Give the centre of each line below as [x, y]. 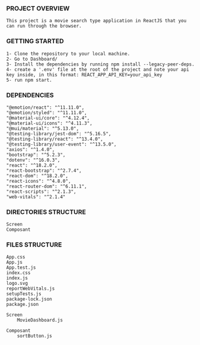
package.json [23, 305]
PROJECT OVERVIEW [38, 8]
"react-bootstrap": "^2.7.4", [44, 170]
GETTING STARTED [35, 41]
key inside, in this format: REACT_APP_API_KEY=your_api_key [84, 75]
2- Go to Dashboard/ [32, 59]
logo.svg [17, 284]
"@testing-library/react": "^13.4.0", [55, 139]
